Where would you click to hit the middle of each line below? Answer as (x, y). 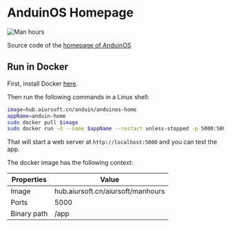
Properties (29, 179)
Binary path (29, 214)
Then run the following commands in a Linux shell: (78, 97)
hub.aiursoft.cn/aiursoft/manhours (109, 191)
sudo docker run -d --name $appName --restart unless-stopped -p (102, 129)
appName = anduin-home (37, 116)
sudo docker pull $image (43, 122)
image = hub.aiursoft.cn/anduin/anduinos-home (72, 109)
